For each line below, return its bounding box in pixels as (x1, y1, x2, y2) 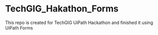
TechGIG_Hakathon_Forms (5, 3, 119, 14)
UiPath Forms (5, 24, 33, 30)
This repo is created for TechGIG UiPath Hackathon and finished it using (5, 19, 154, 25)
